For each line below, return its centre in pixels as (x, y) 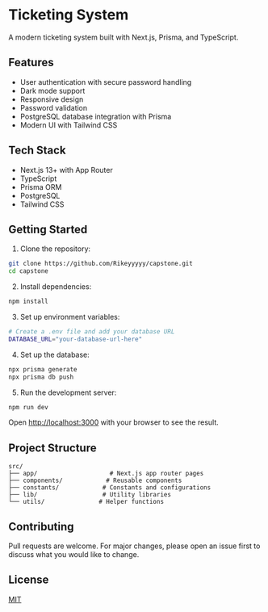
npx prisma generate (43, 369)
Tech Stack (37, 151)
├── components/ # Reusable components (95, 481)
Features (31, 63)
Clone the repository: (55, 249)
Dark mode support (52, 90)
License (29, 580)
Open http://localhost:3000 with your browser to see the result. (114, 422)
